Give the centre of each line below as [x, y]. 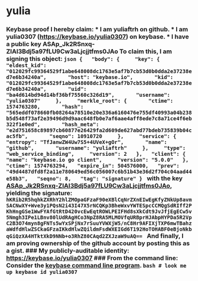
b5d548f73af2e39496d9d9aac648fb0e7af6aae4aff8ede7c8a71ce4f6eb [99, 119]
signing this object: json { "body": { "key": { [83, 59]
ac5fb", [17, 136]
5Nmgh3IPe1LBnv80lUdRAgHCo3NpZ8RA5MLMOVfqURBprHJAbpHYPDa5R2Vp [99, 218]
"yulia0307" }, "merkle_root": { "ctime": [90, 101]
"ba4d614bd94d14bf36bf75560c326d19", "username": [88, 95]
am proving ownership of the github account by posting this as [98, 243]
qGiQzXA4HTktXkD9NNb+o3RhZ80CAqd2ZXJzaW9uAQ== [74, 236]
